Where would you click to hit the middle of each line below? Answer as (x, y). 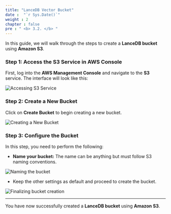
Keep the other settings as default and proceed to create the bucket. (84, 181)
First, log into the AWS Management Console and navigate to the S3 (78, 73)
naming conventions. (35, 162)
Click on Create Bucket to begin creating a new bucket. (64, 112)
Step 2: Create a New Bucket (41, 101)
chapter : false (22, 24)
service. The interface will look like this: (47, 78)
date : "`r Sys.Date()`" (33, 15)
